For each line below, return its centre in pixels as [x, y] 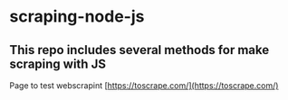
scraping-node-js [77, 17]
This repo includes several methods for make [139, 50]
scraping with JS [58, 64]
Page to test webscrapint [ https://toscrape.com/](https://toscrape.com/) [144, 86]
